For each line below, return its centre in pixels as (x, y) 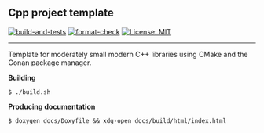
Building (22, 77)
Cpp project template (61, 13)
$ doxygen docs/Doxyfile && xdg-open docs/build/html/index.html (117, 120)
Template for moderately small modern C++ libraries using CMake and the (128, 54)
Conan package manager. (50, 63)
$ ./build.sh (29, 92)
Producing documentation (52, 106)
